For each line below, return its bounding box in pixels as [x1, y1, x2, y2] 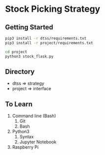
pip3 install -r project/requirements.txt [5, 40, 93, 45]
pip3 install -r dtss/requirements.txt [5, 36, 87, 41]
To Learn [5, 100, 33, 108]
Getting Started [5, 23, 53, 31]
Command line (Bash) [12, 113, 56, 119]
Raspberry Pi [12, 144, 39, 150]
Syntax [19, 134, 34, 140]
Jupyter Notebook [19, 139, 56, 145]
